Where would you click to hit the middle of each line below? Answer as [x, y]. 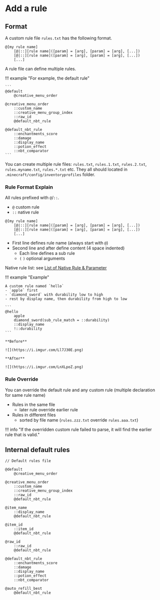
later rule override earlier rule [49, 409]
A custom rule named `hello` [35, 286]
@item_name [16, 508]
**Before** [16, 342]
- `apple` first [21, 291]
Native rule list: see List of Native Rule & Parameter [56, 268]
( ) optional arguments [42, 259]
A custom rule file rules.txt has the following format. [59, 38]
